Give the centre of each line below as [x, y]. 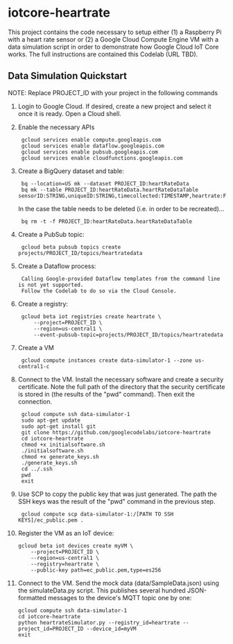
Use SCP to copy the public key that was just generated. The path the [117, 494]
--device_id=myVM [111, 629]
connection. [35, 402]
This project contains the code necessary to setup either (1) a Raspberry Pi [115, 32]
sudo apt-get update [51, 420]
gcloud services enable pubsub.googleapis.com [89, 152]
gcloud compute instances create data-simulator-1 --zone [107, 360]
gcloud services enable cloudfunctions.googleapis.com [102, 158]
